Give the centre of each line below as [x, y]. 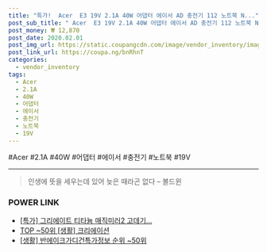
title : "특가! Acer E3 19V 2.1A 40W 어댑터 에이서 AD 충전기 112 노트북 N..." [133, 15]
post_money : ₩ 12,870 [44, 30]
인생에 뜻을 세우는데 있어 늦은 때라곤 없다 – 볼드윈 [104, 181]
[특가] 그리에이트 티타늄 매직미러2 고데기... [86, 220]
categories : [28, 60]
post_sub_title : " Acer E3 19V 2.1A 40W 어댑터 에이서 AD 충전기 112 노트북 [130, 23]
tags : [17, 74]
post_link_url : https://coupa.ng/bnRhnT [76, 52]
